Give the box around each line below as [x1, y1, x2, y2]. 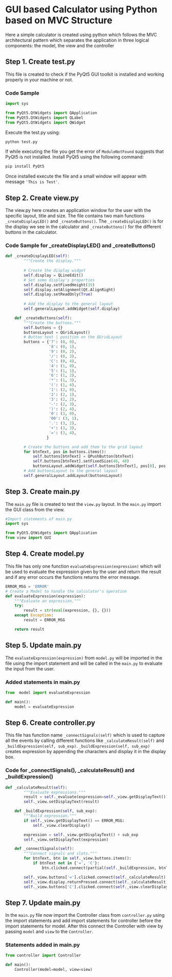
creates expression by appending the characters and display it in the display [5, 749, 166, 755]
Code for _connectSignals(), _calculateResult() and [5, 767, 135, 774]
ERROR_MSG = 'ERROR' [5, 584, 50, 589]
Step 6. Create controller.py [5, 718, 96, 727]
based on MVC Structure [5, 14, 113, 26]
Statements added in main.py [5, 942, 80, 949]
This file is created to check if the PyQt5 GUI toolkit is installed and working [5, 71, 164, 77]
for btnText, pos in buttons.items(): [24, 449, 106, 454]
